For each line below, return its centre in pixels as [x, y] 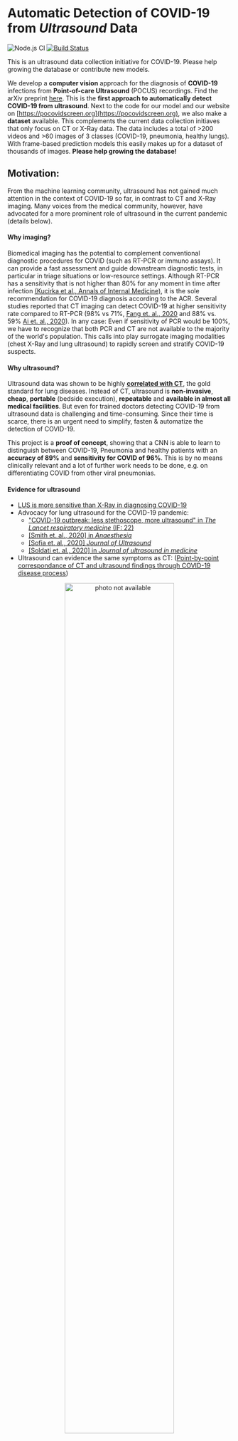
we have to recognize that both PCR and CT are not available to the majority [118, 328]
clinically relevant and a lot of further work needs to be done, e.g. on [108, 466]
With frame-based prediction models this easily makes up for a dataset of [115, 143]
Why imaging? [29, 237]
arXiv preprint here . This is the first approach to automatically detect [109, 98]
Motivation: [33, 173]
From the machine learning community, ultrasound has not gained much [113, 191]
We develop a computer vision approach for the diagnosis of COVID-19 [113, 83]
